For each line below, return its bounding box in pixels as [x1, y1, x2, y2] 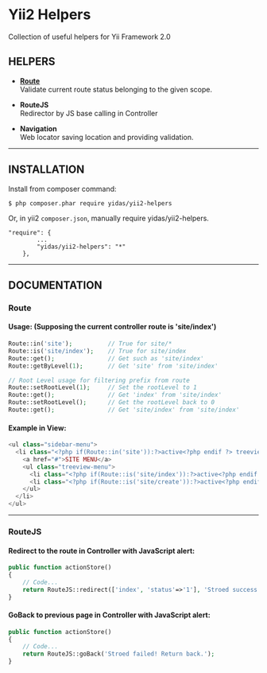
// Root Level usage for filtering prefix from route [8, 376, 191, 384]
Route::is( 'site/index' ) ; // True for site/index [8, 347, 187, 355]
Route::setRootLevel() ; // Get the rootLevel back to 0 [8, 399, 215, 407]
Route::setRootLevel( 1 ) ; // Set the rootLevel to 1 [8, 383, 197, 391]
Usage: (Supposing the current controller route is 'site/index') [8, 322, 217, 332]
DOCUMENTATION [8, 278, 103, 292]
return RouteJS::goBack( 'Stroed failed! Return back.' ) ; [22, 650, 215, 658]
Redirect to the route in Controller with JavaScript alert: [8, 546, 195, 555]
